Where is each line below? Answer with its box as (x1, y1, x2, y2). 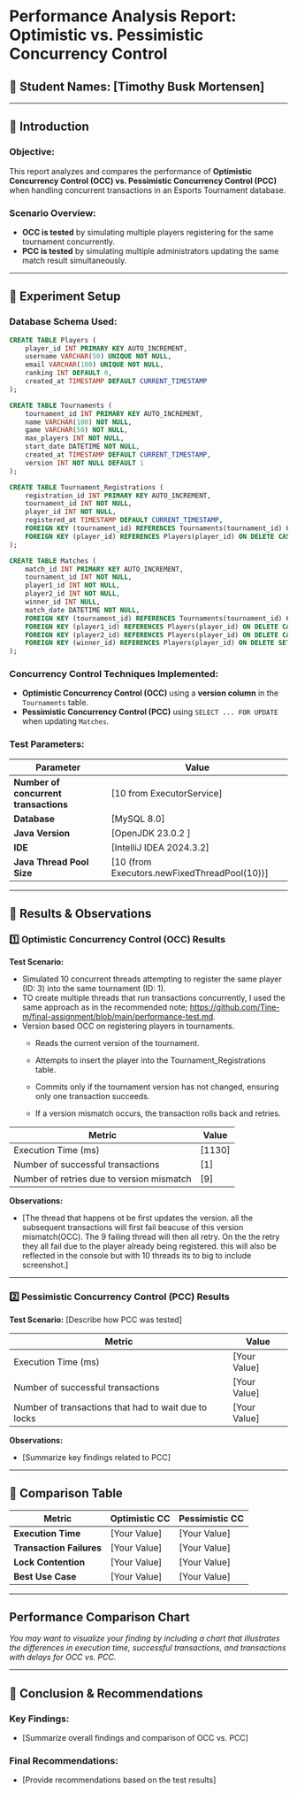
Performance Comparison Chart (9, 1609, 190, 1625)
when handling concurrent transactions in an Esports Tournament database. (9, 184, 286, 196)
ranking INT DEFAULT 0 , (25, 369, 113, 378)
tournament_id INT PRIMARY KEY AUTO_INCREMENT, (25, 409, 203, 418)
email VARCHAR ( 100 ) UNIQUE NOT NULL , (25, 360, 164, 369)
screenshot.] (21, 1259, 69, 1271)
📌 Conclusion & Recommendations (9, 1686, 203, 1701)
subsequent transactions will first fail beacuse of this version (21, 1222, 244, 1233)
